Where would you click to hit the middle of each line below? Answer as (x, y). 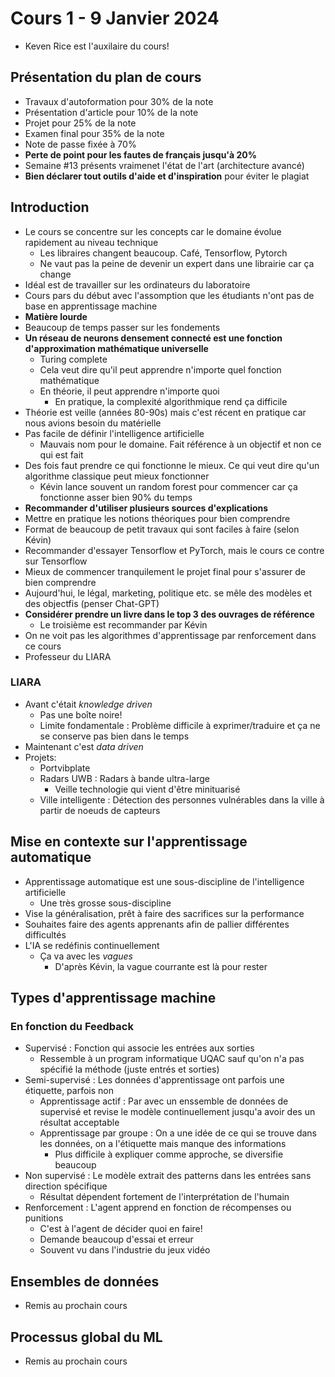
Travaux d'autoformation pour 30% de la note (119, 101)
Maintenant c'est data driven (84, 746)
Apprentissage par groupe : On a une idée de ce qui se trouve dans (178, 1133)
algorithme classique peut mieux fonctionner (117, 476)
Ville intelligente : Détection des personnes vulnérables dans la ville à (182, 799)
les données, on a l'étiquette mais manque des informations (163, 1144)
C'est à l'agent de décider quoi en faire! (121, 1229)
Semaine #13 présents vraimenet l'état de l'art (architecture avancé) (164, 165)
